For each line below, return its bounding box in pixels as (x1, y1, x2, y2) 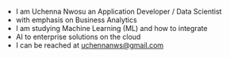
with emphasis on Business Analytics (15, 15, 137, 25)
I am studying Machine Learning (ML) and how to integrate (15, 24, 208, 33)
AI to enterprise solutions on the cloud (15, 32, 141, 41)
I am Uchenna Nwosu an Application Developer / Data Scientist (15, 7, 222, 16)
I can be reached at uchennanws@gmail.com (15, 41, 164, 50)
